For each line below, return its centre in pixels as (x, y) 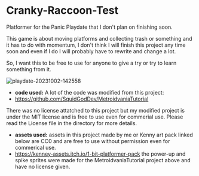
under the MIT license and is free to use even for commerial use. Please (95, 117)
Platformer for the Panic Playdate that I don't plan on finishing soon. (90, 27)
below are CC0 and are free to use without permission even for (92, 141)
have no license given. (42, 166)
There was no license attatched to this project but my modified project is (96, 110)
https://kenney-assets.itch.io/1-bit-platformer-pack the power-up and (100, 154)
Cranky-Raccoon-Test (62, 10)
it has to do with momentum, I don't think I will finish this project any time (96, 45)
